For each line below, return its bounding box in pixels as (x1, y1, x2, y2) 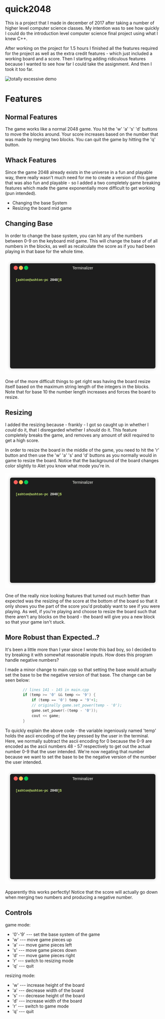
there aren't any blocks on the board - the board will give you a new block (5, 614, 155, 620)
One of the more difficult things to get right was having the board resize (5, 378, 151, 384)
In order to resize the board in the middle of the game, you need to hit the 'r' (5, 447, 160, 453)
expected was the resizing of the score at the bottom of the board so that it (5, 598, 158, 604)
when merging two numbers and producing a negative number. (5, 894, 133, 900)
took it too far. (5, 66, 33, 72)
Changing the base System (12, 199, 67, 206)
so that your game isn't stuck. (5, 619, 66, 625)
